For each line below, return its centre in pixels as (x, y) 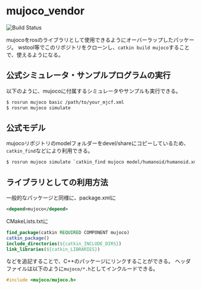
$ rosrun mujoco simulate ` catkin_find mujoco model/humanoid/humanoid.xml (103, 162)
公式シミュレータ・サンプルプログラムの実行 (89, 76)
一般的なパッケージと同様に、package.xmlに (61, 198)
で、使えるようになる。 (35, 54)
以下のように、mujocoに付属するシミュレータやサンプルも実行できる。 (94, 91)
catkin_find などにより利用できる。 (50, 151)
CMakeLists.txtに (27, 221)
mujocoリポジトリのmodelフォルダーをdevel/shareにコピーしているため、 (98, 143)
